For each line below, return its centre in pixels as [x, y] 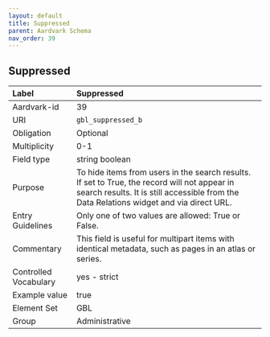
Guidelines [33, 226]
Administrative [103, 321]
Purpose [29, 187]
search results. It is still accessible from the [157, 192]
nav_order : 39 [32, 38]
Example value [40, 295]
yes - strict [97, 277]
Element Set [35, 308]
